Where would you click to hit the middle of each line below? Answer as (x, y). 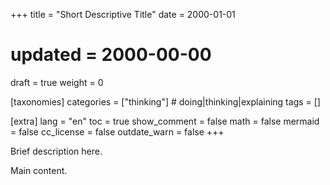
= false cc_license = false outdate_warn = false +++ (117, 131)
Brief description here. (56, 151)
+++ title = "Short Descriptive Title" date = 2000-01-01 (123, 14)
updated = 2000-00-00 (111, 55)
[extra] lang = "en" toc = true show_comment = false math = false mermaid (165, 121)
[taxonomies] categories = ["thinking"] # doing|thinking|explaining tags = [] (165, 101)
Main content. (39, 170)
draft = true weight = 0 (57, 82)
